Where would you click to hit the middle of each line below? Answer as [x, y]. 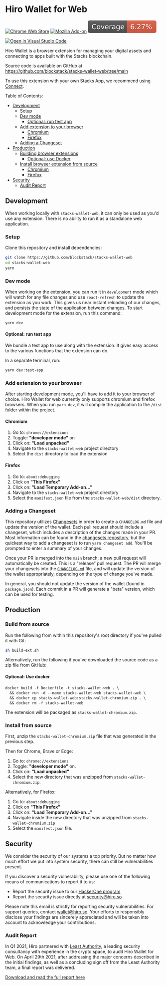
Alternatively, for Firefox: [30, 792]
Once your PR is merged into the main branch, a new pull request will [76, 558]
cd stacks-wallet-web [28, 263]
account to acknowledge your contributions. [51, 922]
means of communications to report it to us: [50, 882]
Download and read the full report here [45, 977]
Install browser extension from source [59, 164]
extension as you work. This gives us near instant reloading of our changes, [83, 302]
